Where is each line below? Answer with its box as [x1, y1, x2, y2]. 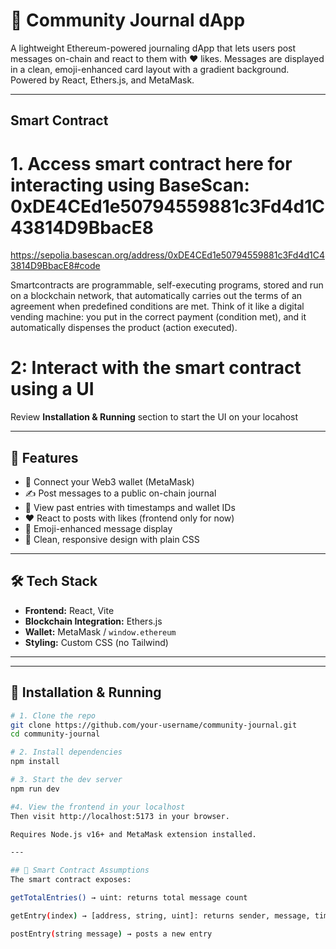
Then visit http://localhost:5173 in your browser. [10, 811, 230, 821]
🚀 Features [10, 449, 79, 466]
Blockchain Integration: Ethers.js [24, 615, 163, 627]
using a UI [10, 378, 95, 401]
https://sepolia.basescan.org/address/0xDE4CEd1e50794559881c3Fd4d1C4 [10, 249, 325, 261]
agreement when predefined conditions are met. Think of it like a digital [10, 300, 305, 313]
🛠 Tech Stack [10, 573, 98, 590]
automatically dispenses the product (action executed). [10, 322, 238, 334]
